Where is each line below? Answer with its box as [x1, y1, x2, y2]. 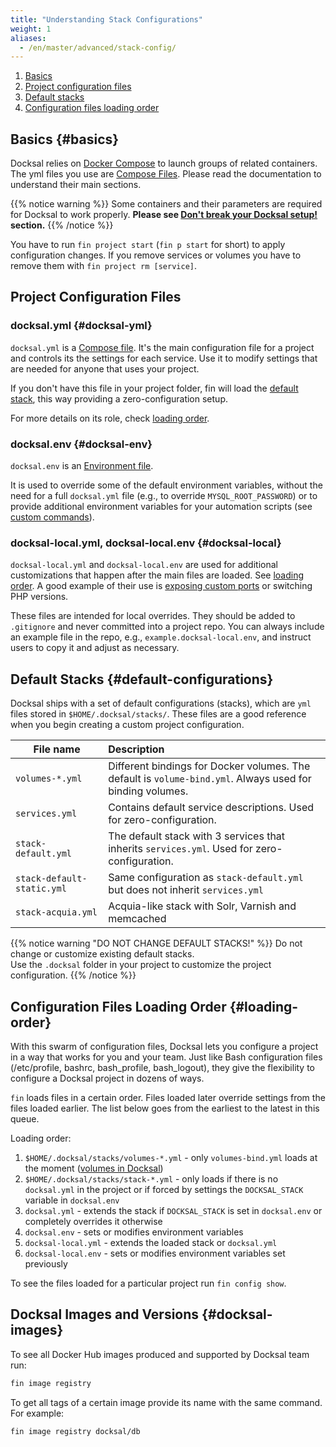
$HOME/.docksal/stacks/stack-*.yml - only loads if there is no [24, 1172, 279, 1185]
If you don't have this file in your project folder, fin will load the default [10, 382, 299, 394]
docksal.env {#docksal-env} [10, 437, 153, 451]
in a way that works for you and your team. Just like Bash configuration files [10, 1051, 323, 1063]
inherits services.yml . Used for [108, 842, 253, 856]
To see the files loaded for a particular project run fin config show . [10, 1277, 287, 1289]
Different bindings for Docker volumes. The [108, 759, 311, 773]
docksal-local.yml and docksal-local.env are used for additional [10, 559, 278, 571]
